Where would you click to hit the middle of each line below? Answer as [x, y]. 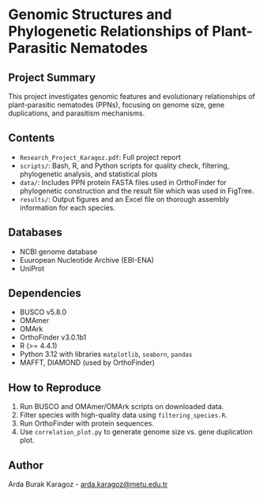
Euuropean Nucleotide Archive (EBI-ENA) [87, 260]
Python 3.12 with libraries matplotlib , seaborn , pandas [106, 355]
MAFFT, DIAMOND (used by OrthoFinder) [87, 362]
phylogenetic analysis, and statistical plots [88, 174]
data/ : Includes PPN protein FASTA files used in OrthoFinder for [123, 182]
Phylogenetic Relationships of [109, 31]
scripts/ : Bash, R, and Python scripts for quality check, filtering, [124, 165]
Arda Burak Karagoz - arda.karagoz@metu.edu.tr [88, 484]
